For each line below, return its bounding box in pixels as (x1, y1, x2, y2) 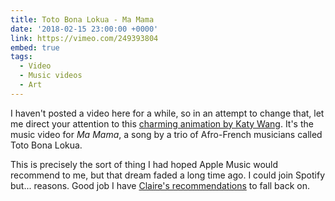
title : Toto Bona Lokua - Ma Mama (10, 14, 155, 25)
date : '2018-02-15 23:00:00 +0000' (10, 24, 159, 34)
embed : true (10, 42, 60, 53)
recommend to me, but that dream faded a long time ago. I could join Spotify (10, 169, 326, 181)
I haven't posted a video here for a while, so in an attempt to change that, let (10, 107, 325, 119)
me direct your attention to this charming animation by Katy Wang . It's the (10, 117, 314, 130)
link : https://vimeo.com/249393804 (10, 33, 159, 43)
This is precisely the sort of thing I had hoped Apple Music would (10, 158, 279, 170)
